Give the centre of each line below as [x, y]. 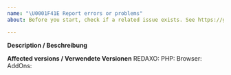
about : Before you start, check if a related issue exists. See [101, 20]
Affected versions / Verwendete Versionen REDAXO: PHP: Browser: [104, 58]
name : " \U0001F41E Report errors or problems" [75, 13]
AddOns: [20, 65]
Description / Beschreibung [47, 45]
